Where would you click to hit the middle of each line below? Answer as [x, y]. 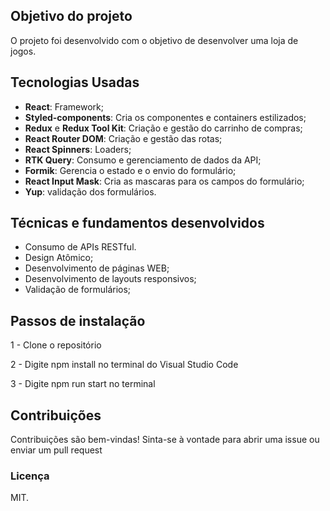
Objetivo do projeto [71, 16]
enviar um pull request [56, 450]
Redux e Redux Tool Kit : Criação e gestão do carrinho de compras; [163, 128]
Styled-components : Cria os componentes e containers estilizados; [165, 117]
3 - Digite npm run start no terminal [83, 384]
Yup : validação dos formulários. [90, 191]
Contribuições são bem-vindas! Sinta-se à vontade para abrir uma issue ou [165, 440]
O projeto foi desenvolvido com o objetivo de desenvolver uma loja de [154, 40]
